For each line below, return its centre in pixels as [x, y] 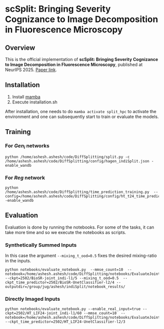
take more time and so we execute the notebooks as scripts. [66, 232]
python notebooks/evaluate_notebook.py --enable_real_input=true [73, 309]
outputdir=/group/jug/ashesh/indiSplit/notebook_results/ [65, 287]
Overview [20, 48]
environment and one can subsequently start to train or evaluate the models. [82, 116]
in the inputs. [18, 261]
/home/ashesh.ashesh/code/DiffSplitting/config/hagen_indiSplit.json [77, 161]
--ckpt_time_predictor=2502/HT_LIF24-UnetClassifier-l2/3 [65, 322]
